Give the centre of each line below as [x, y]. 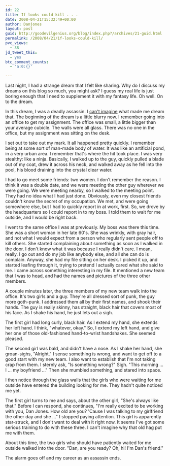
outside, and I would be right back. [41, 218]
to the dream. [19, 102]
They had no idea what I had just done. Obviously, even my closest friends [83, 196]
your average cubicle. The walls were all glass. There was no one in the [80, 128]
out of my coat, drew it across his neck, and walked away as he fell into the [84, 164]
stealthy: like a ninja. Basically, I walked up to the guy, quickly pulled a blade [85, 159]
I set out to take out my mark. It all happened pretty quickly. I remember [80, 143]
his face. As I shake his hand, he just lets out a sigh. [59, 313]
